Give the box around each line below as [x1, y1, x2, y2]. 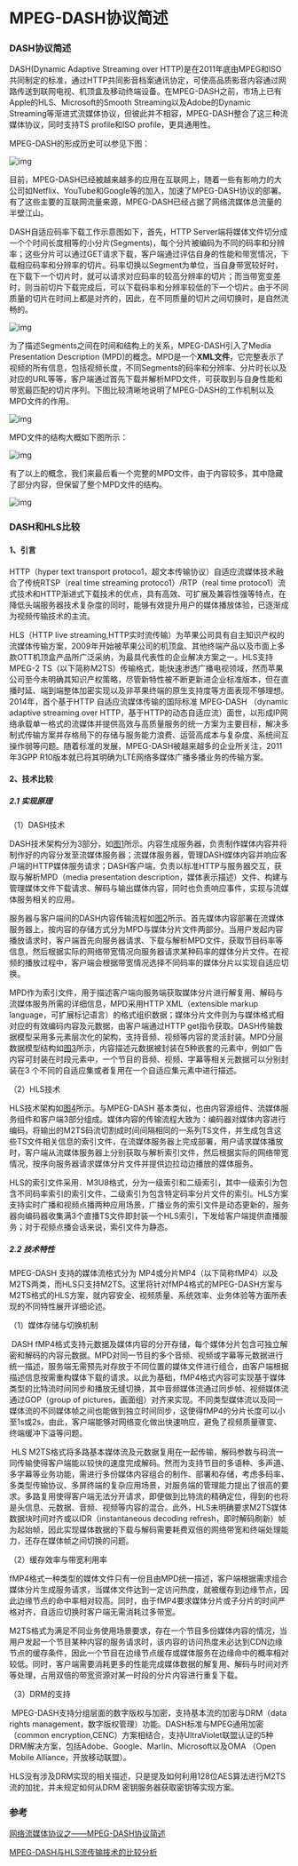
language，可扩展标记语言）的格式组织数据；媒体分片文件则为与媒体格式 [9, 1009, 277, 1020]
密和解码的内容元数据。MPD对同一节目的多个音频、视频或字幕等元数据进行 [9, 1350, 284, 1360]
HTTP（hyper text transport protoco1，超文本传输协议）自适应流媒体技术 [9, 566, 277, 577]
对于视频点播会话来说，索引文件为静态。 [24, 1222, 173, 1232]
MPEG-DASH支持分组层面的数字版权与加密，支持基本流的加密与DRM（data [11, 1708, 287, 1718]
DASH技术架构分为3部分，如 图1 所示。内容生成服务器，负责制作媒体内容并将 [9, 839, 288, 849]
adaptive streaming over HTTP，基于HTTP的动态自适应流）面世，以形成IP [9, 707, 281, 718]
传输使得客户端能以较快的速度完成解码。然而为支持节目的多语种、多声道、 [16, 1458, 289, 1469]
